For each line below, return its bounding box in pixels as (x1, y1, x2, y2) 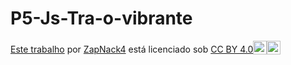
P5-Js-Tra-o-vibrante (10, 7, 193, 30)
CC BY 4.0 (210, 43, 254, 55)
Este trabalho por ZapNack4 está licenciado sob (10, 43, 209, 55)
